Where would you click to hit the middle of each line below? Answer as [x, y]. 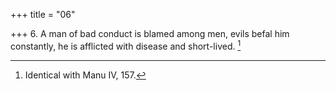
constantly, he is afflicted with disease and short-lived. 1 [126, 45]
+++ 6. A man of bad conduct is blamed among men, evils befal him [150, 33]
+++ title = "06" [43, 14]
